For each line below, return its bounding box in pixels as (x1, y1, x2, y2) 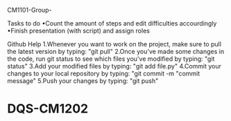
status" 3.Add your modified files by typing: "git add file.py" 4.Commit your (7, 62, 222, 70)
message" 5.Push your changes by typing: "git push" (7, 77, 159, 85)
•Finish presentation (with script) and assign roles (7, 27, 151, 35)
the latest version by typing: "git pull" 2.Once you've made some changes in (7, 48, 224, 55)
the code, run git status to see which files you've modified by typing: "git (7, 55, 215, 63)
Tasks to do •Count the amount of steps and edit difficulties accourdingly (7, 19, 217, 27)
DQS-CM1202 (7, 101, 89, 117)
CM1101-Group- (7, 6, 52, 14)
